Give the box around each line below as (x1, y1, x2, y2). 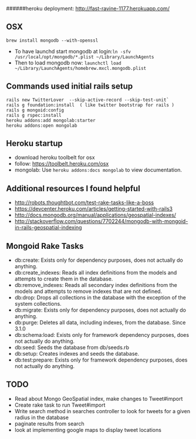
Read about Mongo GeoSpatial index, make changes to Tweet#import (14, 395, 183, 402)
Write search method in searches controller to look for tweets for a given (14, 407, 191, 414)
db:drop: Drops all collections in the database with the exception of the (14, 294, 187, 301)
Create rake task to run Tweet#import (14, 401, 106, 408)
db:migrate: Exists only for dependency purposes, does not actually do (14, 306, 187, 313)
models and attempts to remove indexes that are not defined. (14, 288, 163, 295)
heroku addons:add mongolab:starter (6, 117, 96, 123)
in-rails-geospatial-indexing (14, 224, 82, 231)
